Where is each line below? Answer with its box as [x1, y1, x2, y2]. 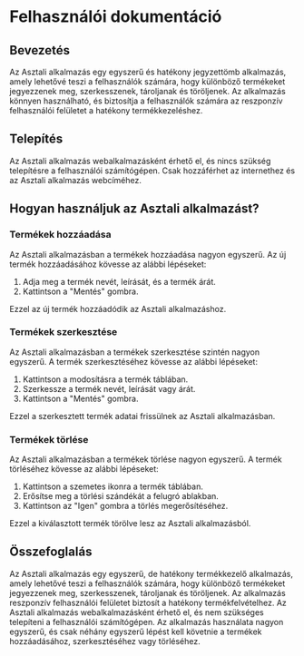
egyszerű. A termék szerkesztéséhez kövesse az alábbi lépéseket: [9, 356, 259, 367]
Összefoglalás [9, 544, 93, 560]
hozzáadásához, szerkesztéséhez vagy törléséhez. [9, 635, 201, 646]
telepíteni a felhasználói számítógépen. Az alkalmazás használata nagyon [9, 616, 284, 627]
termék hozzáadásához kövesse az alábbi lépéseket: [9, 259, 207, 269]
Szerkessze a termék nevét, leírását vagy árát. [22, 383, 196, 394]
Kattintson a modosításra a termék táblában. [22, 374, 189, 385]
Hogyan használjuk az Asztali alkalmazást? [9, 201, 260, 217]
